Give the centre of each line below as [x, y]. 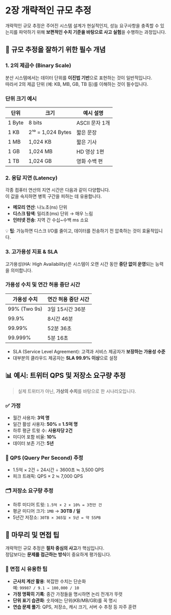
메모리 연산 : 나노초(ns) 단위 [40, 207]
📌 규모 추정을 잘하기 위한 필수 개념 [56, 50]
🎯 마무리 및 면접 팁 [32, 535]
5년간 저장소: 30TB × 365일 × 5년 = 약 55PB [57, 517]
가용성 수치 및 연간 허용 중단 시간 [43, 285]
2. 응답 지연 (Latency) [31, 178]
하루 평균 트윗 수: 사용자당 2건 [43, 430]
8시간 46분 [60, 318]
